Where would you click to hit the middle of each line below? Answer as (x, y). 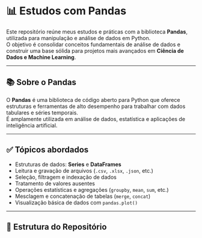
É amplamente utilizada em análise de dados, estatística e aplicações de (96, 119)
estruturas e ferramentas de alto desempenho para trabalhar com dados (96, 106)
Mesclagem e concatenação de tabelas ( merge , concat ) (83, 196)
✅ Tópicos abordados (47, 150)
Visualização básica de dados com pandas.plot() (76, 202)
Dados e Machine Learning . (41, 57)
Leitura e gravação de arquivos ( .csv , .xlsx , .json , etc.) (84, 170)
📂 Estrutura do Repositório (57, 227)
